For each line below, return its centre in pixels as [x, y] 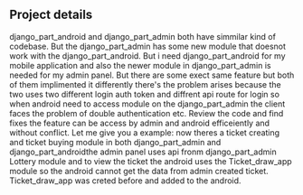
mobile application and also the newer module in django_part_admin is [140, 65]
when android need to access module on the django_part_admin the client [147, 104]
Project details [51, 15]
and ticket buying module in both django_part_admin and [115, 142]
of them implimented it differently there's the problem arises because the [146, 84]
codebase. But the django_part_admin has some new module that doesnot [148, 46]
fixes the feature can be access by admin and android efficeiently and [139, 123]
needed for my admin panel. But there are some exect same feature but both [152, 75]
